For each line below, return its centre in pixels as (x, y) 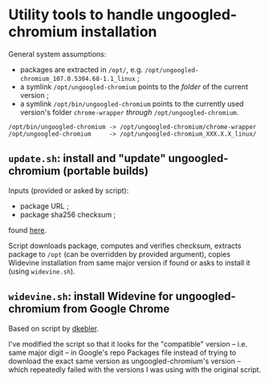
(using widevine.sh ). (42, 271)
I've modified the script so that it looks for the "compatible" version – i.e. (128, 343)
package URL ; (45, 205)
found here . (27, 230)
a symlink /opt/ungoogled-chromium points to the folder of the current (134, 87)
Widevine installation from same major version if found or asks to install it (129, 262)
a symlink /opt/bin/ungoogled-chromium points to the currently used (132, 104)
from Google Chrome (116, 309)
